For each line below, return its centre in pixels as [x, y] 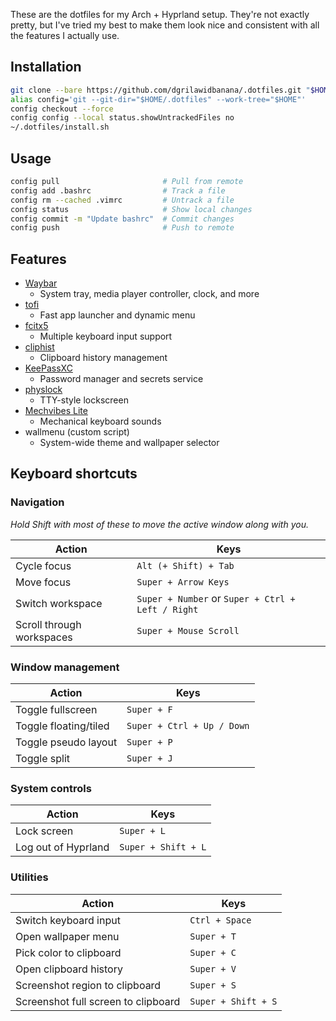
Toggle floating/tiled [62, 726]
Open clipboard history [69, 969]
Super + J [149, 758]
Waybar [41, 283]
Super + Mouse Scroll [188, 630]
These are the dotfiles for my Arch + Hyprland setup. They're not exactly [160, 14]
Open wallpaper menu [67, 936]
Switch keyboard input [68, 920]
